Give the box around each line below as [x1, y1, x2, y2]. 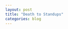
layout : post [5, 7, 32, 12]
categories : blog [5, 16, 41, 21]
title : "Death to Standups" [5, 12, 64, 17]
